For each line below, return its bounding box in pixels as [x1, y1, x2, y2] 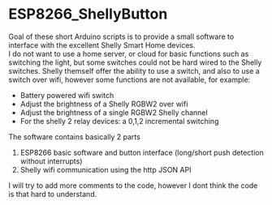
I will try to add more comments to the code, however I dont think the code [8, 180, 258, 190]
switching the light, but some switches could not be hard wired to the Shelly [8, 58, 262, 67]
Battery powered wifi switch [19, 90, 114, 100]
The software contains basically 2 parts [8, 131, 140, 142]
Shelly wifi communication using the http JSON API [19, 164, 192, 174]
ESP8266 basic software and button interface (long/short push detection [19, 147, 264, 157]
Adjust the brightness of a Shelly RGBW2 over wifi [19, 99, 188, 109]
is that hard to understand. [8, 189, 97, 199]
